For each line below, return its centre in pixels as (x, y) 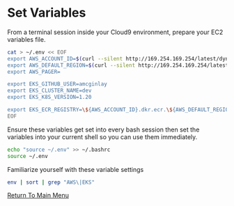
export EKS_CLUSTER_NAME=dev (49, 91)
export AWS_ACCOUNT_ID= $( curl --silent (65, 58)
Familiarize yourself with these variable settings (76, 169)
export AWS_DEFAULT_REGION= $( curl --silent (71, 65)
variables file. (26, 39)
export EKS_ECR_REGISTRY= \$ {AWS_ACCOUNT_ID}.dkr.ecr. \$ (90, 110)
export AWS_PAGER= (34, 72)
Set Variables (47, 13)
